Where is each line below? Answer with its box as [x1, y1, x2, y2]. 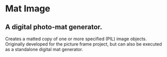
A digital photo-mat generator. [5, 23, 103, 31]
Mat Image [5, 3, 51, 14]
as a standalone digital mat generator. [5, 47, 83, 52]
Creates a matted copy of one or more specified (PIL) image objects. [5, 36, 147, 42]
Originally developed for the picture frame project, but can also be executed [5, 41, 162, 47]
